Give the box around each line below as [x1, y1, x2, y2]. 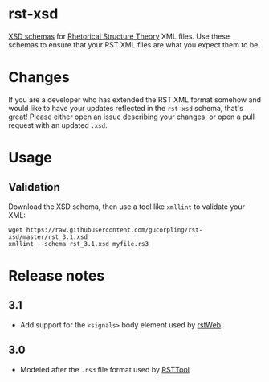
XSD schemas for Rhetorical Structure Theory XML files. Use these [8, 31, 230, 41]
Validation [8, 180, 60, 194]
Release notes [8, 267, 105, 285]
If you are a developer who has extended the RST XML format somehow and [8, 94, 262, 105]
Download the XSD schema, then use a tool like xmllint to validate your [8, 202, 245, 212]
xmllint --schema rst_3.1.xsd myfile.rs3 [8, 240, 149, 248]
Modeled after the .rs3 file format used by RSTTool [19, 364, 190, 374]
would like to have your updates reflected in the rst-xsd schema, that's [8, 103, 243, 113]
